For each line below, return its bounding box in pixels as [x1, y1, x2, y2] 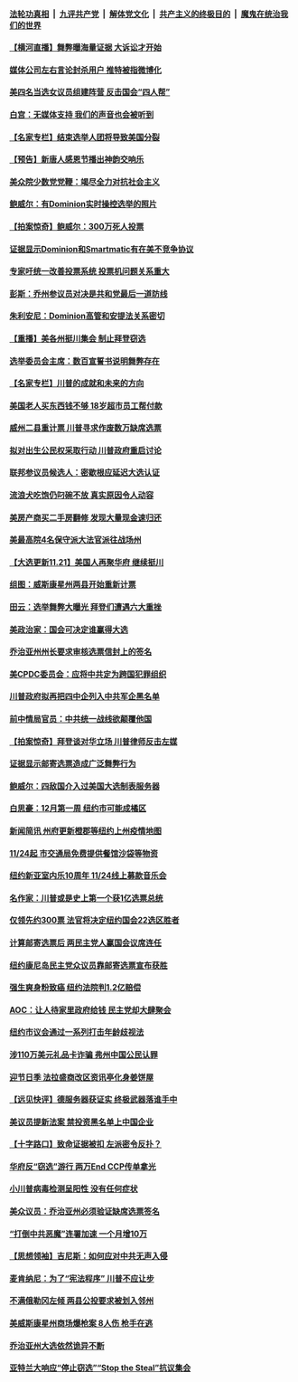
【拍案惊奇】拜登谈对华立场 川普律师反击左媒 [9, 735, 178, 746]
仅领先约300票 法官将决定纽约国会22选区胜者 [9, 914, 180, 926]
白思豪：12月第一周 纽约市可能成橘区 [9, 803, 147, 814]
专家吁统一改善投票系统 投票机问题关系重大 [9, 266, 170, 277]
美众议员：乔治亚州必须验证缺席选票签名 [9, 1206, 160, 1216]
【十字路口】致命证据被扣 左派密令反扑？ [9, 1139, 163, 1150]
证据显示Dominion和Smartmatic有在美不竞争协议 [9, 243, 194, 254]
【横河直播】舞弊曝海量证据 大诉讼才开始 [9, 42, 163, 53]
